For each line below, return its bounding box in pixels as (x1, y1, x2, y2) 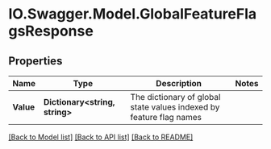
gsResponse (8, 22, 94, 40)
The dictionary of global (130, 92, 221, 102)
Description (156, 78, 202, 89)
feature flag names (130, 112, 202, 122)
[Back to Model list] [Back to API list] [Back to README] (8, 132, 194, 142)
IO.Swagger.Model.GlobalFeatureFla (8, 5, 256, 23)
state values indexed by (130, 101, 220, 113)
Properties (8, 54, 63, 68)
